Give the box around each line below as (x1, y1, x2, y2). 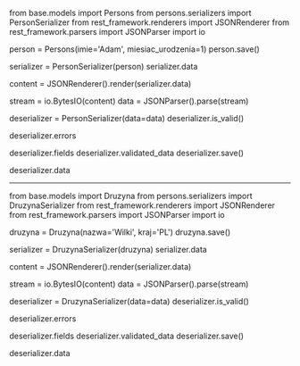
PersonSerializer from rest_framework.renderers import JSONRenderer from (9, 17, 290, 28)
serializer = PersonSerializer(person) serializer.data (9, 62, 198, 71)
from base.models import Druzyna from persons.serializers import (9, 191, 253, 201)
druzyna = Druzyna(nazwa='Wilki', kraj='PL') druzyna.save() (9, 227, 231, 237)
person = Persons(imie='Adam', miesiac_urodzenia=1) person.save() (9, 44, 261, 54)
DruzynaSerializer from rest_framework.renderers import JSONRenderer (9, 200, 275, 211)
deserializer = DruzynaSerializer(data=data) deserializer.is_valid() (9, 296, 250, 306)
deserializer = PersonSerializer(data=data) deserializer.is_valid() (9, 113, 244, 123)
